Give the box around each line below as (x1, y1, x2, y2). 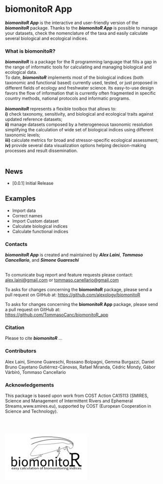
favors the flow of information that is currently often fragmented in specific (5, 90, 156, 96)
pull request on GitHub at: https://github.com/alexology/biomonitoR (5, 292, 140, 298)
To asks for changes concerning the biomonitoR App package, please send (5, 302, 158, 307)
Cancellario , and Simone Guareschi (5, 257, 79, 263)
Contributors (5, 348, 37, 355)
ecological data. (5, 69, 38, 75)
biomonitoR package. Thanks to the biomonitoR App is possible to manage (5, 25, 158, 30)
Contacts (5, 241, 28, 247)
